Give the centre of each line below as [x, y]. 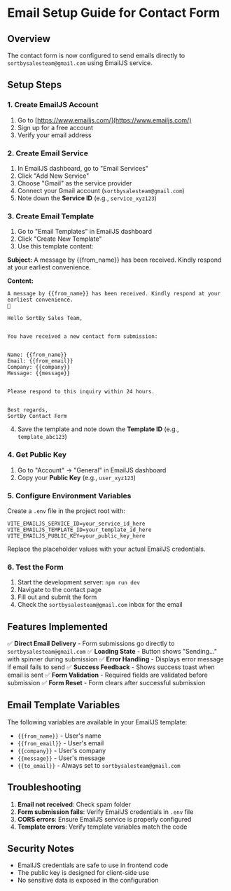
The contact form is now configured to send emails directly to [96, 55]
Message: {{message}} [39, 373]
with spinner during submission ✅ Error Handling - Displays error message [115, 659]
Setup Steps [34, 85]
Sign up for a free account [55, 127]
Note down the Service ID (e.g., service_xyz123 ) [87, 198]
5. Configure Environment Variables [69, 496]
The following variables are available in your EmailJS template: [97, 722]
